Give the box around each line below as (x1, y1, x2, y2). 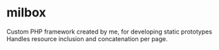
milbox (6, 5, 46, 21)
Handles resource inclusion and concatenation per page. (6, 34, 169, 42)
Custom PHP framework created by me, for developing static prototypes (6, 27, 212, 36)
